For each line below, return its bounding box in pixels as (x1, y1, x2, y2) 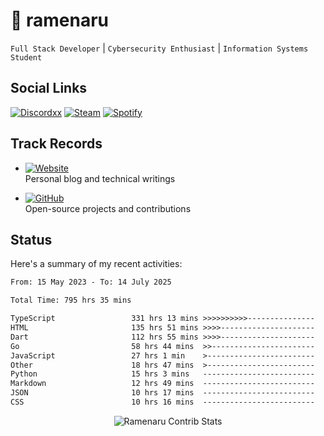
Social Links (10, 80, 88, 97)
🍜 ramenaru (10, 9, 110, 32)
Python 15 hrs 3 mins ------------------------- (10, 369, 315, 379)
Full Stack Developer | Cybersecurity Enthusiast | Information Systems (10, 42, 309, 54)
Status (10, 231, 53, 248)
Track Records (10, 135, 103, 153)
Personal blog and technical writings (24, 172, 176, 184)
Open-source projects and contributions (24, 202, 192, 214)
